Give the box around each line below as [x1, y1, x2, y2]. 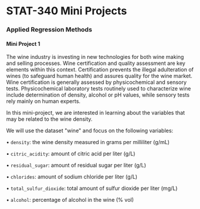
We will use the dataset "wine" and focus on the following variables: [6, 127, 174, 135]
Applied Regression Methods [6, 26, 93, 34]
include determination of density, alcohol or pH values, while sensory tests [6, 91, 190, 99]
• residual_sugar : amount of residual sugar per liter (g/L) [6, 162, 146, 169]
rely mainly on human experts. [6, 98, 81, 105]
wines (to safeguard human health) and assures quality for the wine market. [6, 73, 193, 80]
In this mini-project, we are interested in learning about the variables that [6, 109, 185, 117]
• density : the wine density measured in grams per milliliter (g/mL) [6, 139, 170, 146]
